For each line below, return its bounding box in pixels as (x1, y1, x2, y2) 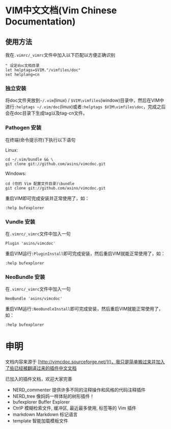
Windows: (5, 170, 26, 176)
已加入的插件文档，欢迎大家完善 (5, 376, 72, 382)
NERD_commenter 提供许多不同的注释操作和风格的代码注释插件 (12, 387, 146, 393)
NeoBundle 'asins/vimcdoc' (5, 296, 63, 301)
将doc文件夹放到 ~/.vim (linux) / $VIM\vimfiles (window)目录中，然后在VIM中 (5, 98, 164, 104)
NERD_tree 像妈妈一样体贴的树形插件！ (12, 393, 95, 399)
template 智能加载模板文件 (12, 418, 69, 424)
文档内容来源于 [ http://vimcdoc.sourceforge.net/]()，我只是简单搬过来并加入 (5, 359, 165, 365)
